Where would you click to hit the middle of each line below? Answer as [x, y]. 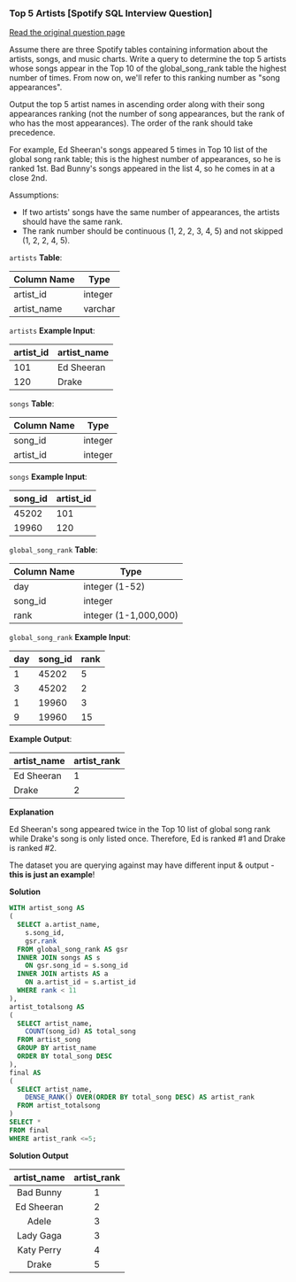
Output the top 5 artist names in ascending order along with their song [137, 104]
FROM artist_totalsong [59, 1106]
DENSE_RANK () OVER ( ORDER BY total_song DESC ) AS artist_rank [140, 1097]
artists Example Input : [52, 331]
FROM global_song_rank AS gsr [72, 949]
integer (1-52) [114, 587]
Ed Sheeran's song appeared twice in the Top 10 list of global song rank [140, 830]
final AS [25, 1073]
